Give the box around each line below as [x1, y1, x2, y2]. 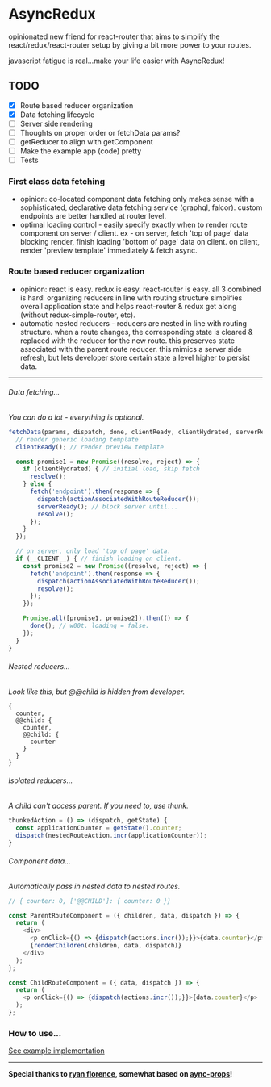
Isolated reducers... [8, 776, 73, 785]
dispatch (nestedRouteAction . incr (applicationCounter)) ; [15, 831, 207, 839]
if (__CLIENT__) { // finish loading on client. [15, 554, 182, 563]
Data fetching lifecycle [19, 110, 95, 119]
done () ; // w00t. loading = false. [29, 622, 150, 630]
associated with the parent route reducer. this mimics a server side [19, 344, 242, 353]
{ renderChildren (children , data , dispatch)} [29, 942, 182, 950]
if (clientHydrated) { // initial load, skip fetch [23, 465, 200, 473]
